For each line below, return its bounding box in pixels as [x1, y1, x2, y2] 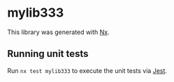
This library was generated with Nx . [7, 28, 110, 36]
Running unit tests [7, 48, 89, 60]
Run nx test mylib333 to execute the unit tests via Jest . [7, 66, 168, 74]
